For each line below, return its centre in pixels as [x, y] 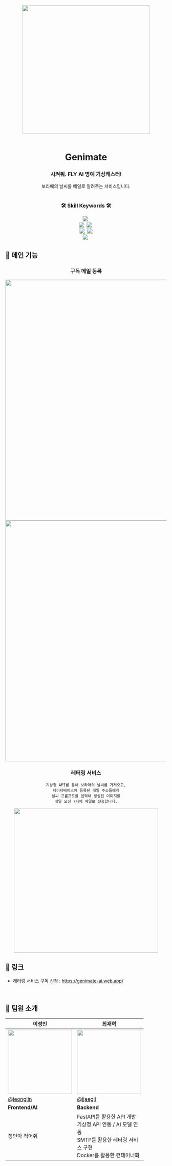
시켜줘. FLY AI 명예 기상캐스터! [86, 174]
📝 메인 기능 [22, 256]
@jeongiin [20, 1099]
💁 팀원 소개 [22, 1008]
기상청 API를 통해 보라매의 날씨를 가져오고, [86, 785]
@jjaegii [87, 1099]
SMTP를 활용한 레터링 [102, 1140]
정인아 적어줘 [23, 1136]
